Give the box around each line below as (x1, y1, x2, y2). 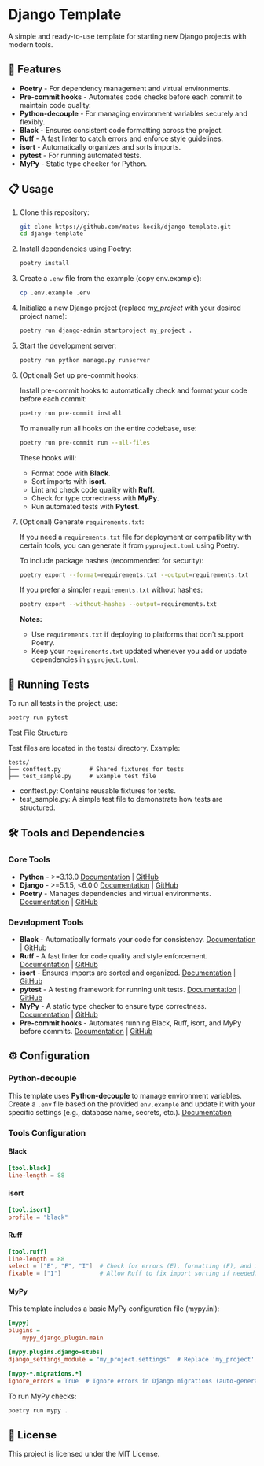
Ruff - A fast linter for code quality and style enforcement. (19, 951, 208, 961)
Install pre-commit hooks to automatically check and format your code (19, 386, 247, 395)
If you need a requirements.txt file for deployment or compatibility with (19, 532, 251, 541)
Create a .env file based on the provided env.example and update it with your (8, 1099, 256, 1109)
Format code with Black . (31, 468, 112, 478)
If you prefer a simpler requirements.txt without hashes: (19, 585, 203, 595)
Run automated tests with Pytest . (31, 501, 140, 511)
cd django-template (19, 230, 84, 238)
